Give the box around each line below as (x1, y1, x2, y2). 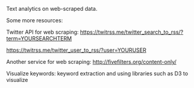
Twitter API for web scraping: (6, 28, 79, 36)
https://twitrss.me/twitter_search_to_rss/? (80, 28, 184, 36)
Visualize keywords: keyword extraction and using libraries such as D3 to (6, 70, 189, 77)
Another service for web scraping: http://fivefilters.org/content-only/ (6, 58, 177, 65)
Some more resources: (6, 17, 63, 24)
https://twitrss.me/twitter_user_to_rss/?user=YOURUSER (6, 46, 147, 54)
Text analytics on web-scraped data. (6, 5, 98, 12)
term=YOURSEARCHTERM (6, 35, 73, 42)
